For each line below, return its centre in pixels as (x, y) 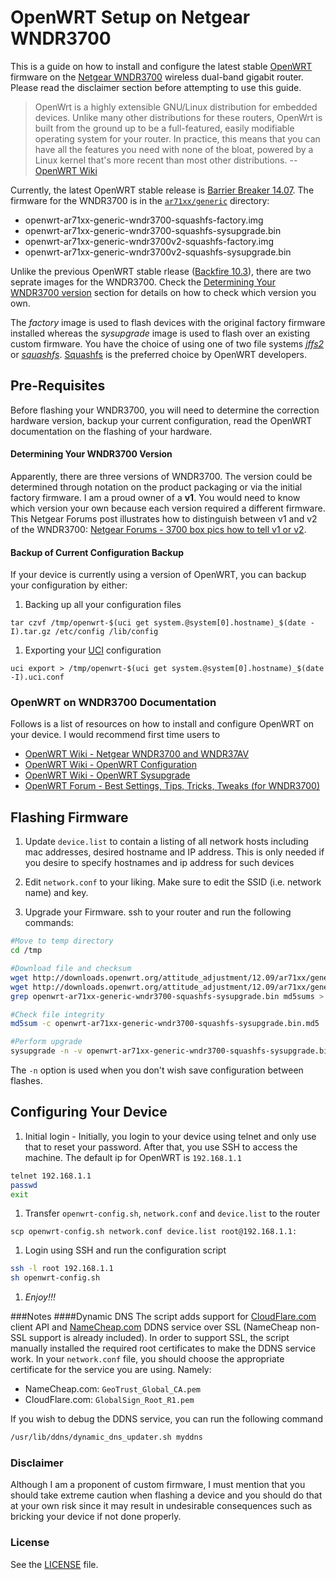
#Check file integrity (57, 1014)
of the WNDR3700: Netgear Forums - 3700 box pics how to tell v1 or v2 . (158, 529)
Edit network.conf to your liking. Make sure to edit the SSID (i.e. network (173, 882)
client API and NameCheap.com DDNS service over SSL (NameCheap (154, 1327)
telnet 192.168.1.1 (51, 1176)
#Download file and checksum (71, 969)
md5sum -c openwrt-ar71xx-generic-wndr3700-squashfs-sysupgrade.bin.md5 (165, 1024)
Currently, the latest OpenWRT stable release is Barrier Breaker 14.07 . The (162, 190)
